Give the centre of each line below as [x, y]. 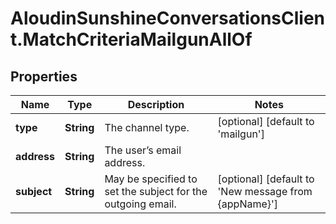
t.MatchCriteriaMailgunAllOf [131, 39]
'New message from [265, 191]
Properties [44, 76]
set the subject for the [156, 191]
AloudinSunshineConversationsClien [168, 18]
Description [156, 104]
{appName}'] [248, 204]
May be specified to [151, 179]
